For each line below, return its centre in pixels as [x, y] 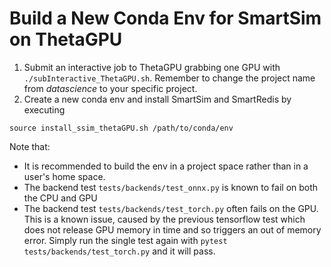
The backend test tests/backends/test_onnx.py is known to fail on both [171, 187]
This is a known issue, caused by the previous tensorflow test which [164, 219]
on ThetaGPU [66, 39]
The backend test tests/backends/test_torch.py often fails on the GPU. [171, 208]
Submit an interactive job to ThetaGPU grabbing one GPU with [152, 67]
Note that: [30, 146]
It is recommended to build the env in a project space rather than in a [166, 166]
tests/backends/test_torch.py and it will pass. [119, 251]
